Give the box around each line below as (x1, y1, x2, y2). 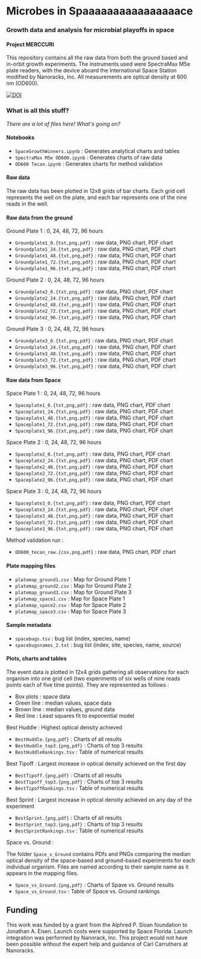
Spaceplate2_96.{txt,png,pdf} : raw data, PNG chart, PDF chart (14, 476, 173, 483)
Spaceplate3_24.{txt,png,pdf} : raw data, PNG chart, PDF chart (14, 506, 173, 513)
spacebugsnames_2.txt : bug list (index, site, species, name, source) (14, 641, 182, 649)
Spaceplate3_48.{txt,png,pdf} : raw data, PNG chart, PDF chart (14, 512, 173, 520)
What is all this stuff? (6, 107, 69, 115)
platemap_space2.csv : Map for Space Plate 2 (14, 601, 126, 608)
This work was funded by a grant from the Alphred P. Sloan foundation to (6, 921, 188, 928)
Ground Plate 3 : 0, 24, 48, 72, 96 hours (6, 325, 105, 333)
